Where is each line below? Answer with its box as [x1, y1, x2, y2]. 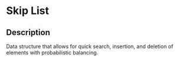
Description [6, 27, 50, 37]
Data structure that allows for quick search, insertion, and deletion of [6, 43, 174, 50]
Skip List [6, 4, 49, 18]
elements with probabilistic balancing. [6, 49, 99, 56]
